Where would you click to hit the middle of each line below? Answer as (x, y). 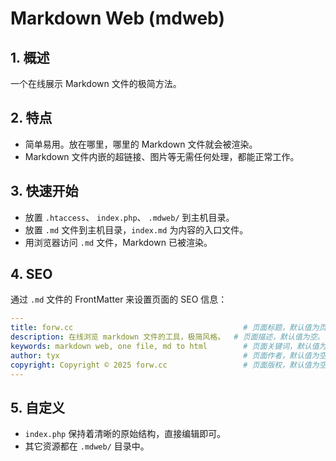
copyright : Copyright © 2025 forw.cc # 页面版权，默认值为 (165, 365)
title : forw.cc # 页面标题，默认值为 (165, 328)
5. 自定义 (37, 407)
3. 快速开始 (44, 191)
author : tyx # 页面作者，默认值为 (165, 355)
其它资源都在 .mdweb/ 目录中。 (87, 446)
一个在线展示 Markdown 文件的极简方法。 (96, 83)
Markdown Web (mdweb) (117, 18)
